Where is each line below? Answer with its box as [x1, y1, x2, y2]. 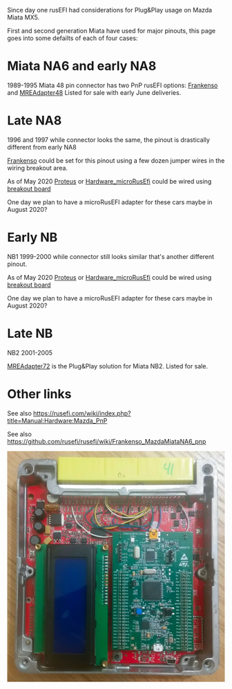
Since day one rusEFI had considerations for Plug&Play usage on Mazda [7, 6, 213, 14]
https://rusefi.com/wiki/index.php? [33, 409, 131, 418]
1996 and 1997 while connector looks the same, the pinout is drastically [7, 135, 211, 144]
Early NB [7, 230, 58, 245]
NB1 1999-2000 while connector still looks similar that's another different [7, 252, 215, 260]
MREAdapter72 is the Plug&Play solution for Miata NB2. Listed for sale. [7, 361, 209, 370]
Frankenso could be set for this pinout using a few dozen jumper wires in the [7, 156, 225, 165]
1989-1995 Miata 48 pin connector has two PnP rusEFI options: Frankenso [7, 81, 218, 89]
